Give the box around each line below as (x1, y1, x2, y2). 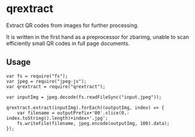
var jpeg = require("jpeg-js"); (6, 78, 87, 84)
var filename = (17, 110, 55, 116)
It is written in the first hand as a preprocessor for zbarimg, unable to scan (6, 33, 190, 40)
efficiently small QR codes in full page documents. (6, 40, 130, 47)
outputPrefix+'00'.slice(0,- (57, 110, 130, 116)
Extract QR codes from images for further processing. (6, 22, 139, 29)
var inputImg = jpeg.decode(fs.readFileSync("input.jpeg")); (6, 94, 162, 100)
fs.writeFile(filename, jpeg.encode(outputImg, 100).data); (17, 120, 170, 126)
